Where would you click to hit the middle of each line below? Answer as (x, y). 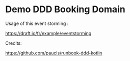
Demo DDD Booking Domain (66, 9)
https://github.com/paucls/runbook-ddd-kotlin (54, 53)
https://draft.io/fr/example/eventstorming (48, 33)
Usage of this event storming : (37, 23)
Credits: (14, 43)
